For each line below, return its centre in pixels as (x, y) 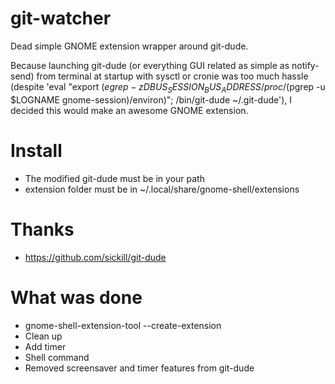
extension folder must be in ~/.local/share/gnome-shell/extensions (162, 189)
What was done (76, 297)
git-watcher (61, 18)
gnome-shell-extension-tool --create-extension (123, 325)
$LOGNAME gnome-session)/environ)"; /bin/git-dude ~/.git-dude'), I (151, 99)
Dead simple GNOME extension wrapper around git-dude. (129, 46)
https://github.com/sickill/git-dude (95, 257)
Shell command (57, 357)
